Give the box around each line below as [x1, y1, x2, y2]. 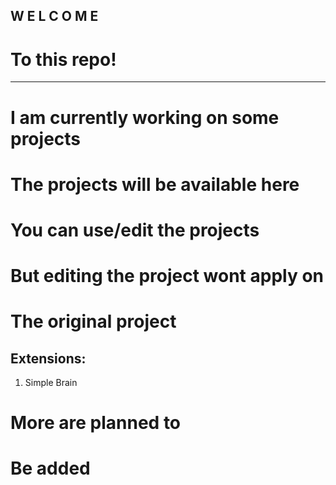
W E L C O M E [10, 8, 99, 25]
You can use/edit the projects [10, 219, 260, 241]
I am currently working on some [10, 106, 280, 129]
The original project [10, 310, 177, 333]
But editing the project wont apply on [10, 265, 325, 288]
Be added [10, 457, 91, 480]
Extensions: [10, 350, 87, 367]
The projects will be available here [10, 173, 300, 196]
